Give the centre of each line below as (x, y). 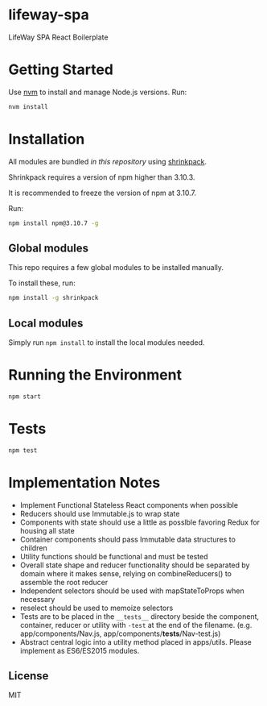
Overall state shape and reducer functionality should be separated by (135, 565)
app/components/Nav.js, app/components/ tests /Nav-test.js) (120, 633)
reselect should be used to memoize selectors (97, 608)
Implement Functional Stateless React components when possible (129, 505)
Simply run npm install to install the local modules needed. (107, 343)
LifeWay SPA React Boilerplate (58, 37)
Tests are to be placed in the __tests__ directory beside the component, (140, 616)
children (33, 548)
